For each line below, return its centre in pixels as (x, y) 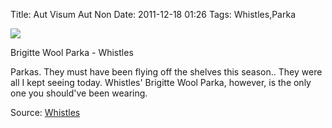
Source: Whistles (45, 112)
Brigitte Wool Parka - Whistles (72, 52)
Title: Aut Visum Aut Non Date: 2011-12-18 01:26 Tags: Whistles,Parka (153, 14)
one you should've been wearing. (79, 93)
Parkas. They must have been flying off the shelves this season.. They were (166, 72)
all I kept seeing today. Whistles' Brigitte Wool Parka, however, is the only (161, 82)
